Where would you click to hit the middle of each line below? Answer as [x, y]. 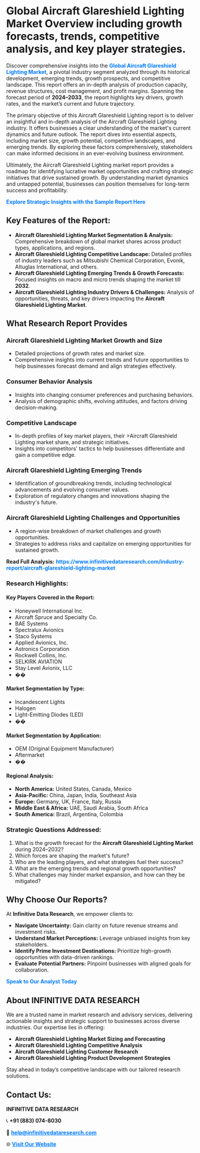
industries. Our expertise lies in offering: [56, 1028]
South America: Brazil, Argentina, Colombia [69, 814]
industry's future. [36, 502]
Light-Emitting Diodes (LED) [49, 714]
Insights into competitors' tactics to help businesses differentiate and [100, 448]
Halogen [25, 708]
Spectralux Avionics [39, 630]
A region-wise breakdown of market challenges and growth [88, 531]
